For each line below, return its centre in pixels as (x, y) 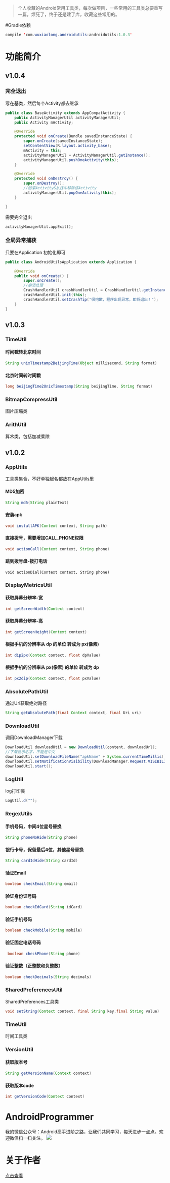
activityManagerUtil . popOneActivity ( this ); (70, 193)
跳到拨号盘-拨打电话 (26, 561)
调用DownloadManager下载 (34, 737)
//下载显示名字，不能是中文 (30, 752)
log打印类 (15, 791)
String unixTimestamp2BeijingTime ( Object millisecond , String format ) (81, 363)
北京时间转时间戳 (23, 375)
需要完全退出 (18, 217)
